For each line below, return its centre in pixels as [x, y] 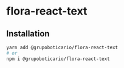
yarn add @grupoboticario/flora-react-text [62, 47]
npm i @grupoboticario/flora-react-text [58, 59]
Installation [28, 34]
